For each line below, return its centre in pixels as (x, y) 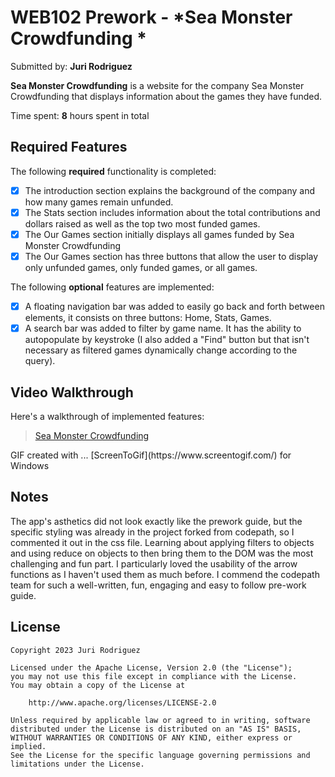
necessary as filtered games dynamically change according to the (161, 350)
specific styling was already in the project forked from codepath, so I (152, 532)
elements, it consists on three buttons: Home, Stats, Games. (148, 318)
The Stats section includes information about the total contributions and (172, 212)
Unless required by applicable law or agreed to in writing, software (160, 720)
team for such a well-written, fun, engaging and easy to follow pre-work (158, 585)
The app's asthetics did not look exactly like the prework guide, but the (156, 521)
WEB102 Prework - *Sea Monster (151, 17)
